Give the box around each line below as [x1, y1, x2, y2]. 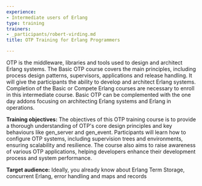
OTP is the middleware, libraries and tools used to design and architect [6, 59, 183, 66]
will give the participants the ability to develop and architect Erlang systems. [6, 78, 196, 85]
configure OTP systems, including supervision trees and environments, [6, 135, 183, 142]
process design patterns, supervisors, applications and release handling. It [6, 72, 192, 79]
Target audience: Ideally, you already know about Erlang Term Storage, [6, 166, 185, 173]
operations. [6, 104, 35, 111]
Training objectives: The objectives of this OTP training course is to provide [6, 116, 197, 123]
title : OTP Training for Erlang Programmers [6, 37, 120, 43]
